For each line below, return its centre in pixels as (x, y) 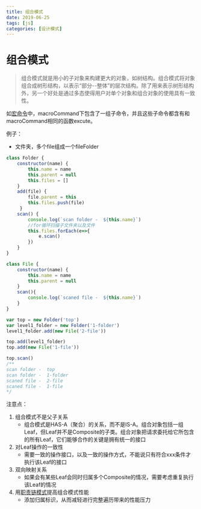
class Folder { (25, 158)
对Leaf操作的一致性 (39, 447)
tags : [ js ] (20, 23)
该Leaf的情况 (40, 485)
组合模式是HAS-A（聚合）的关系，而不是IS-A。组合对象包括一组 (104, 425)
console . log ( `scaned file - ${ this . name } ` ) (85, 298)
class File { (23, 264)
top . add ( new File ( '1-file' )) (43, 348)
